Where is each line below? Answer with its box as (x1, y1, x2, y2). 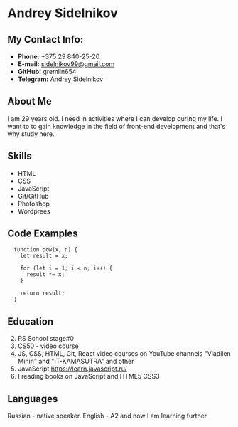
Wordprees (17, 206, 51, 215)
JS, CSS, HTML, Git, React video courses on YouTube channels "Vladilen (17, 349, 231, 358)
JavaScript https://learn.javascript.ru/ (17, 364, 128, 373)
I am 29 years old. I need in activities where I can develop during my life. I (7, 114, 222, 122)
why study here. (7, 130, 55, 138)
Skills (7, 150, 32, 162)
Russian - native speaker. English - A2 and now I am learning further (7, 411, 207, 421)
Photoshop (17, 199, 50, 208)
